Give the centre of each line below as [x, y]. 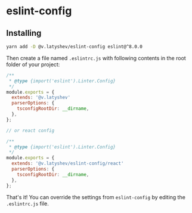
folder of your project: [33, 64]
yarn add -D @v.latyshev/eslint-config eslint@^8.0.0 [75, 47]
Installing [24, 33]
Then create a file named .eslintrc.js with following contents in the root [96, 58]
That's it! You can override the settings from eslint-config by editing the [96, 197]
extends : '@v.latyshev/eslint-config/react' [68, 163]
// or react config [30, 130]
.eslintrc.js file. [28, 203]
